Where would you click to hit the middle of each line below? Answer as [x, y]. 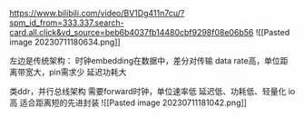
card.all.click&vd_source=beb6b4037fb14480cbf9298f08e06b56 [132, 32]
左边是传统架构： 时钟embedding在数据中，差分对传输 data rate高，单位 [145, 61]
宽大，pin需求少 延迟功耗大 [76, 72]
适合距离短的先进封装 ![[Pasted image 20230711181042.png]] [133, 102]
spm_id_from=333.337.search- [67, 23]
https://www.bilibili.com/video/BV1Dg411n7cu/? [97, 13]
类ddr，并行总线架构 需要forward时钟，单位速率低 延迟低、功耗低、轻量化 [148, 91]
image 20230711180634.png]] [65, 42]
